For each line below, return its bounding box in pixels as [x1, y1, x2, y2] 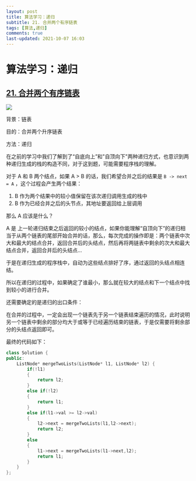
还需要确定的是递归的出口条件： [6, 299, 83, 305]
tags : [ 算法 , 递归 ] [6, 25, 48, 31]
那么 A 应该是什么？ [6, 212, 54, 219]
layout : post [6, 8, 38, 15]
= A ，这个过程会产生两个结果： [6, 180, 82, 187]
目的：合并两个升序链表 [6, 128, 62, 135]
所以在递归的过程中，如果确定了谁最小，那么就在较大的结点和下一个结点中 [6, 279, 185, 286]
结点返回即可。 [21, 326, 57, 333]
